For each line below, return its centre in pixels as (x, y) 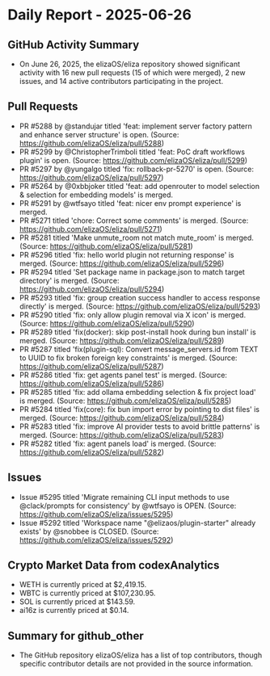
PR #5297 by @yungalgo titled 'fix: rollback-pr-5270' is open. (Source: (137, 169)
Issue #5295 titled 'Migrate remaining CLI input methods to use (124, 497)
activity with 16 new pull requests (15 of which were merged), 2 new (132, 73)
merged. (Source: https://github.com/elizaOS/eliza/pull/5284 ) (122, 418)
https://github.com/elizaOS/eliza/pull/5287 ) (91, 366)
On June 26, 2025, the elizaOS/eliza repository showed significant (129, 64)
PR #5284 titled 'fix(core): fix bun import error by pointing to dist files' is (139, 409)
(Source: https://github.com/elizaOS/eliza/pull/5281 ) (106, 246)
